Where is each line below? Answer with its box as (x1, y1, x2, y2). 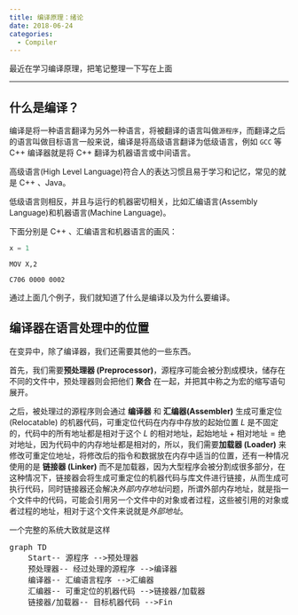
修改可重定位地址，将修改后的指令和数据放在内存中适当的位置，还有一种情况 (9, 450, 289, 461)
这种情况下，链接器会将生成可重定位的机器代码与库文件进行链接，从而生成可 (9, 472, 289, 483)
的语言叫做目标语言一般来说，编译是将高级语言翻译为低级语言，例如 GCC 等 (9, 137, 282, 147)
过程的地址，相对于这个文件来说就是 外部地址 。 (16, 505, 188, 516)
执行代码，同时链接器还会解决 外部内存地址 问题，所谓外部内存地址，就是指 (9, 483, 281, 493)
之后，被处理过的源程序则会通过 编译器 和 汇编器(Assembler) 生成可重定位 (9, 406, 283, 416)
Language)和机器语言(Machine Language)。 (9, 208, 171, 218)
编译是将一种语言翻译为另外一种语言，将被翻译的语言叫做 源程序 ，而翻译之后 (9, 125, 286, 136)
